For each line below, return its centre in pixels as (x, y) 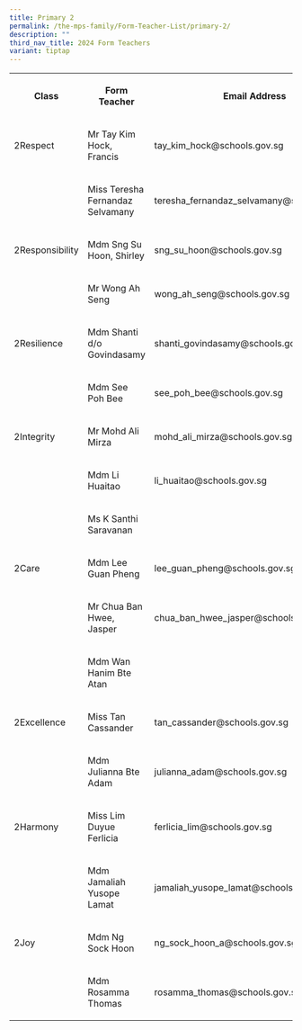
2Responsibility (46, 250)
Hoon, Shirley (116, 255)
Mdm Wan (109, 662)
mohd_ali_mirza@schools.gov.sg (223, 437)
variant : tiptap (40, 51)
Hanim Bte (110, 673)
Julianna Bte (114, 772)
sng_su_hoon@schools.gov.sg (218, 250)
